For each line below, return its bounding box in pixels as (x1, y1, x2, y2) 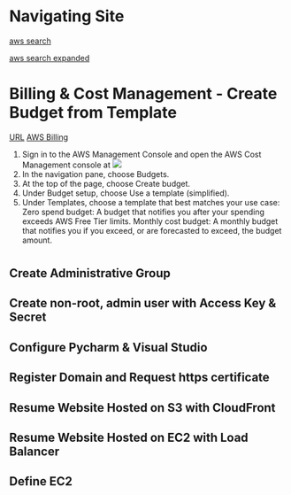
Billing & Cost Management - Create (9, 84, 278, 104)
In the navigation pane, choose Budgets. (21, 168, 170, 179)
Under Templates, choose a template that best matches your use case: (21, 197, 280, 207)
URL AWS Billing (9, 131, 69, 143)
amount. (21, 235, 53, 245)
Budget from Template (9, 103, 177, 123)
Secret (9, 310, 47, 325)
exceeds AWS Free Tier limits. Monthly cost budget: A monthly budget (21, 215, 279, 227)
